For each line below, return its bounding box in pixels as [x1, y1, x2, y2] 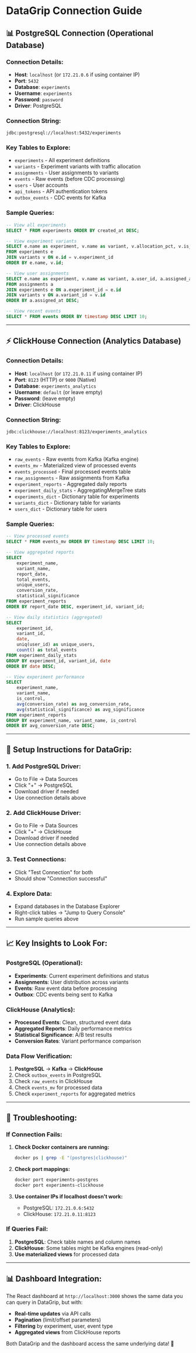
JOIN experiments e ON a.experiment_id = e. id [6, 287, 121, 293]
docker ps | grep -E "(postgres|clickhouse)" [14, 1155, 127, 1160]
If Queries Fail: [6, 1225, 48, 1233]
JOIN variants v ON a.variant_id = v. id [6, 292, 106, 298]
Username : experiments [14, 90, 72, 97]
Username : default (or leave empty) [14, 388, 103, 396]
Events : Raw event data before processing [14, 985, 118, 992]
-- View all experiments [6, 222, 66, 228]
